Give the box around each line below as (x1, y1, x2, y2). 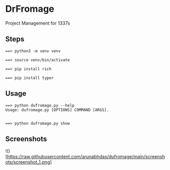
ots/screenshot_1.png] (5, 159, 52, 165)
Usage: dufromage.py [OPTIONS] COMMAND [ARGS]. (5, 107, 109, 113)
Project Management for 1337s (5, 20, 70, 26)
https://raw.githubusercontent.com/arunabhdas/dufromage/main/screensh (7, 154, 165, 160)
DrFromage (5, 3, 55, 15)
